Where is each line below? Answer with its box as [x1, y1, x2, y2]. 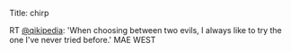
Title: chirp [9, 8, 49, 18]
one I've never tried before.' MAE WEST [9, 35, 156, 45]
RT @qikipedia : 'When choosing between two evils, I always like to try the [9, 25, 283, 35]
